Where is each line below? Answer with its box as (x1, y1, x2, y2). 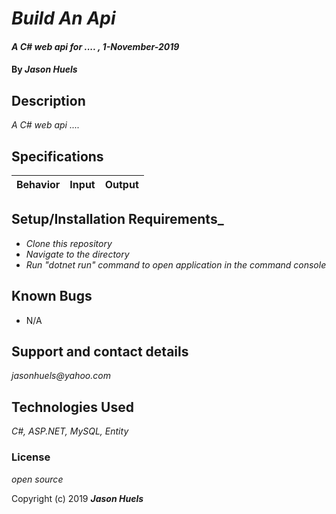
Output (104, 178, 139, 191)
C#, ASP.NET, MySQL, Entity (11, 425, 129, 437)
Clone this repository (25, 237, 113, 249)
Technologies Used (11, 398, 134, 416)
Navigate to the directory (25, 248, 130, 260)
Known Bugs (11, 288, 93, 305)
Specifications (11, 148, 104, 165)
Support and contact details (11, 343, 189, 361)
